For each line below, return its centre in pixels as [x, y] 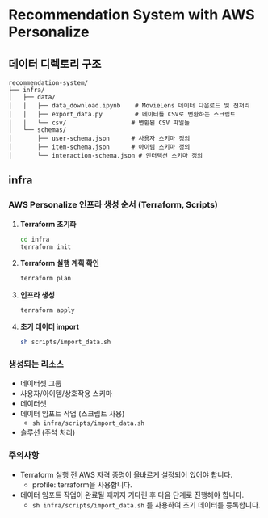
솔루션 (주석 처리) [48, 432]
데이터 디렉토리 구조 [55, 63]
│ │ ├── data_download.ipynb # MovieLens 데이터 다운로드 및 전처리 [129, 106]
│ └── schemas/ [38, 130]
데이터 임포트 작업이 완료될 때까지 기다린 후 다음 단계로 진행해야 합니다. [132, 495]
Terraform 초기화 [48, 224]
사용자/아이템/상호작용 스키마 [66, 394]
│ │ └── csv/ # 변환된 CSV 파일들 [99, 123]
